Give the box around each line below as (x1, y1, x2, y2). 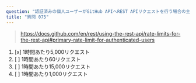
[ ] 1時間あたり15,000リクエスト (14, 63, 91, 70)
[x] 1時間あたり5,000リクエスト (14, 48, 90, 56)
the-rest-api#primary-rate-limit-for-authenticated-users (20, 36, 155, 43)
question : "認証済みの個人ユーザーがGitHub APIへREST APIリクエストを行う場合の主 (6, 8, 191, 15)
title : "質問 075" (6, 14, 49, 20)
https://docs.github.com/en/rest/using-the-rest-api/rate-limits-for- (20, 30, 181, 37)
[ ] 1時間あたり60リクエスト (14, 56, 82, 63)
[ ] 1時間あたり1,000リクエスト (14, 70, 88, 77)
